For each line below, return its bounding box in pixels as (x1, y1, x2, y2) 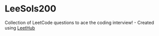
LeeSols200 (5, 3, 56, 14)
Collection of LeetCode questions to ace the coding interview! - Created (5, 19, 154, 25)
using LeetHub (5, 24, 35, 30)
